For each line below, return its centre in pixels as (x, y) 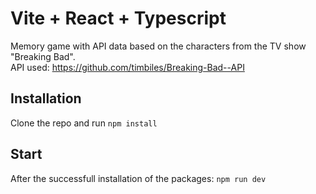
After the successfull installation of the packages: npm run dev (138, 178)
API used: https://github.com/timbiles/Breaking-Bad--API (127, 67)
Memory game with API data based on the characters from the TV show (158, 46)
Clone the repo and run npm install (84, 123)
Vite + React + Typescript (118, 18)
